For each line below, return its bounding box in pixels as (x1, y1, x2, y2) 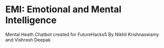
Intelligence (5, 14, 57, 26)
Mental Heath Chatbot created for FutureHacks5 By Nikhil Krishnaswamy (5, 31, 159, 37)
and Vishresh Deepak (5, 37, 51, 43)
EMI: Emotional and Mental (5, 4, 121, 15)
